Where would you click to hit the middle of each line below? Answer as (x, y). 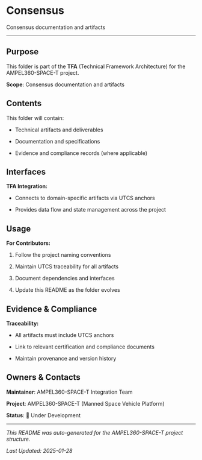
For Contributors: (29, 243)
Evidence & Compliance (52, 309)
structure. (18, 439)
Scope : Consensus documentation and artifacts (66, 84)
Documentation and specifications (57, 141)
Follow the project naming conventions (63, 255)
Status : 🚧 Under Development (44, 415)
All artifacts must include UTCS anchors (64, 335)
